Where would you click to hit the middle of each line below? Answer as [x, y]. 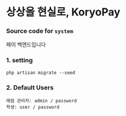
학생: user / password [33, 107]
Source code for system [40, 31]
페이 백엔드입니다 [26, 44]
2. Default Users [30, 88]
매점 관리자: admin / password [41, 101]
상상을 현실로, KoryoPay [63, 12]
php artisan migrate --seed [41, 72]
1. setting [20, 60]
